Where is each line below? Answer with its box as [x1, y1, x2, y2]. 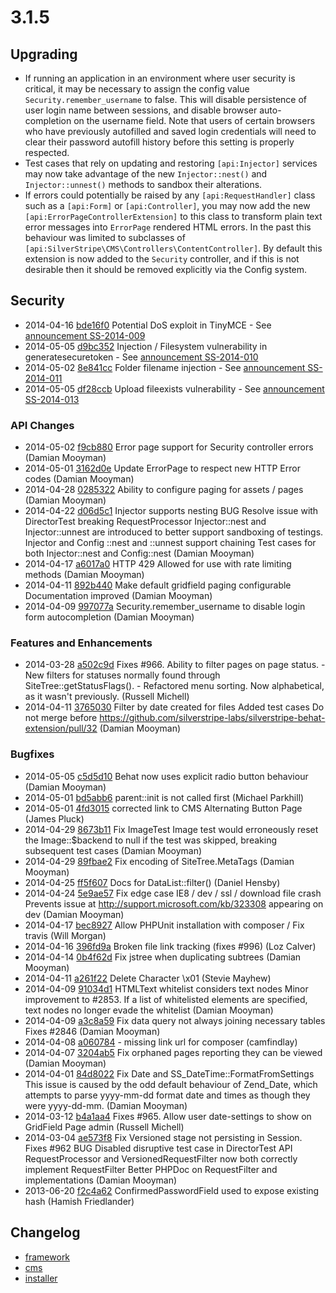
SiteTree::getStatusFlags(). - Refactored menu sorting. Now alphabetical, [24, 680, 325, 692]
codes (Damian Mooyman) [24, 473, 135, 485]
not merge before [24, 712, 98, 724]
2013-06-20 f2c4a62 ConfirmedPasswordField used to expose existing [24, 1184, 320, 1196]
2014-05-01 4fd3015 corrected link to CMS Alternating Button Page [24, 802, 303, 814]
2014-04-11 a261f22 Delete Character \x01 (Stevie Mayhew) [24, 972, 272, 984]
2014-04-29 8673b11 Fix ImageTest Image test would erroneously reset [24, 823, 319, 835]
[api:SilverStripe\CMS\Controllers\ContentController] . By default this [24, 242, 323, 254]
